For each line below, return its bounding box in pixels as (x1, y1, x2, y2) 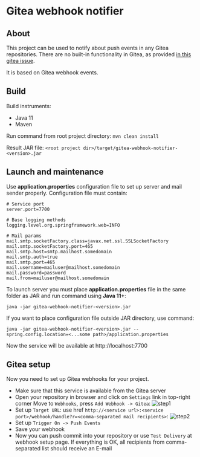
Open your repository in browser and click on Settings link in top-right (15, 394, 190, 401)
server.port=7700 (6, 206, 50, 212)
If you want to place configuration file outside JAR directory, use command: (6, 314, 195, 322)
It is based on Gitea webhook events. (6, 69, 98, 76)
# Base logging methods (6, 216, 66, 223)
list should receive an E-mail (42, 445, 112, 452)
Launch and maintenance (6, 167, 104, 177)
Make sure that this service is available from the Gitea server (15, 387, 166, 394)
